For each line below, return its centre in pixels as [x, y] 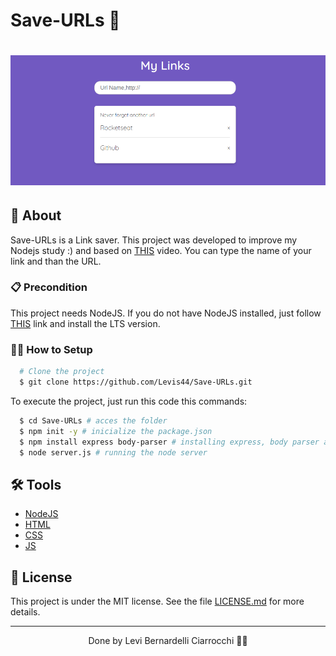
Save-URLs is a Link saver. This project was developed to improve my [154, 240]
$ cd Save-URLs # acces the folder [93, 420]
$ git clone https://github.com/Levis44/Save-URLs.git [136, 382]
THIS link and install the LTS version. [85, 323]
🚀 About [36, 215]
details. [25, 612]
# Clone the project [62, 372]
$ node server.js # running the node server [113, 452]
